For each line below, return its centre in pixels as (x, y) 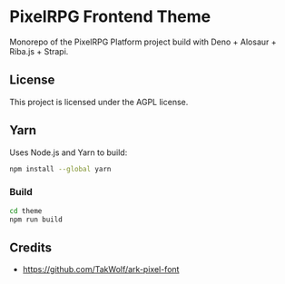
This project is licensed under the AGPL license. (99, 102)
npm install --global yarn (60, 169)
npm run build (36, 220)
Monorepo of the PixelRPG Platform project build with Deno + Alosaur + (143, 42)
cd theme (26, 211)
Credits (31, 247)
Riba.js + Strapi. (39, 51)
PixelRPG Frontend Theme (110, 17)
